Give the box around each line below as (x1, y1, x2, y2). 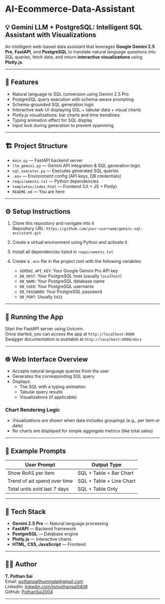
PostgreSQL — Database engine (12, 531, 79, 537)
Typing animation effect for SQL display (12, 117, 92, 123)
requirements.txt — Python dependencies (12, 178, 99, 184)
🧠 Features (5, 78, 39, 86)
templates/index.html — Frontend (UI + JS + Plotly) (12, 183, 117, 189)
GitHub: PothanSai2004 (5, 589, 53, 595)
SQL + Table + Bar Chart (78, 470, 134, 476)
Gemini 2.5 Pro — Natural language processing (12, 520, 109, 526)
